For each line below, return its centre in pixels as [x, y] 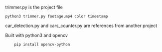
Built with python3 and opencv [37, 35]
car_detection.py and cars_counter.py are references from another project [81, 25]
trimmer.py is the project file [34, 7]
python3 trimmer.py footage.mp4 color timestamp [57, 16]
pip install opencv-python [42, 44]
